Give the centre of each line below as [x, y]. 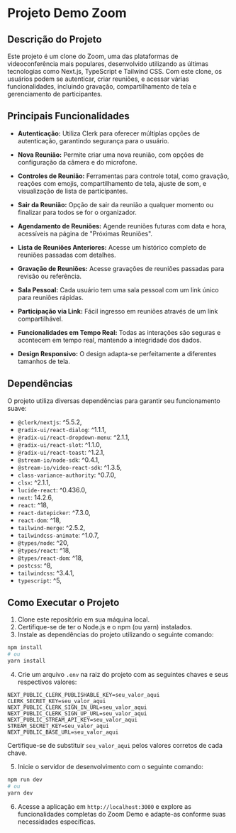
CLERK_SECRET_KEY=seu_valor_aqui [57, 701]
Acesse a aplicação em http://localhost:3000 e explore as [104, 806]
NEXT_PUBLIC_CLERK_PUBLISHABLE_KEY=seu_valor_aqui [84, 695]
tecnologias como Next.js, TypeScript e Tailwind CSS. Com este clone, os [114, 71]
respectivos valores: [47, 682]
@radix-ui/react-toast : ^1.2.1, [61, 452]
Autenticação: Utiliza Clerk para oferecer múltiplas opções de [109, 133]
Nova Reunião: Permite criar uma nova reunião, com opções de [111, 155]
